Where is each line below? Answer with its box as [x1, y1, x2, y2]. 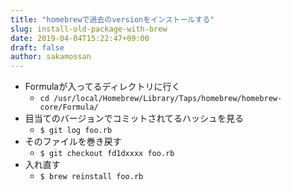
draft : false [10, 42, 65, 53]
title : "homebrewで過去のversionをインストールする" [10, 14, 215, 25]
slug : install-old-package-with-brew [10, 24, 168, 34]
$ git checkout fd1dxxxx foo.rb [39, 149, 175, 159]
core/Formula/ [39, 102, 99, 113]
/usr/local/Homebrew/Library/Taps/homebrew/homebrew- [53, 94, 283, 104]
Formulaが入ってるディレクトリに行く [24, 81, 181, 93]
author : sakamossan [10, 52, 92, 62]
